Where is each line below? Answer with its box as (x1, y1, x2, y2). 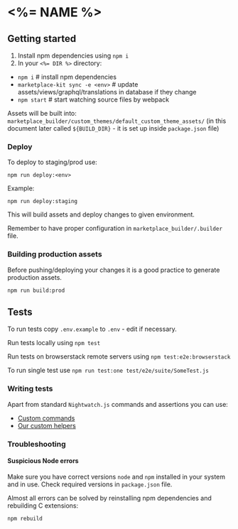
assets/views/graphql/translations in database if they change (17, 88, 197, 96)
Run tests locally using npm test (7, 339, 101, 347)
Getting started (7, 33, 77, 45)
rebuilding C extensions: (7, 501, 79, 510)
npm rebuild (7, 515, 43, 522)
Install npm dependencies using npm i (17, 51, 129, 60)
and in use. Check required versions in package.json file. (7, 480, 173, 489)
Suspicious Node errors (7, 457, 80, 465)
